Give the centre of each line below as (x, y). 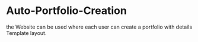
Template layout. (26, 33)
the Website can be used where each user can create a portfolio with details (99, 27)
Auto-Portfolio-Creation (67, 11)
